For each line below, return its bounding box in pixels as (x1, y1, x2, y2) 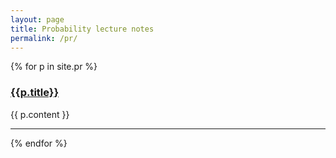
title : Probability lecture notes (10, 24, 155, 34)
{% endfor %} (10, 137, 68, 149)
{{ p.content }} (10, 108, 70, 120)
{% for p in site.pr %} (10, 61, 98, 73)
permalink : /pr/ (10, 33, 78, 43)
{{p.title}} (10, 86, 60, 100)
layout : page (10, 14, 65, 25)
